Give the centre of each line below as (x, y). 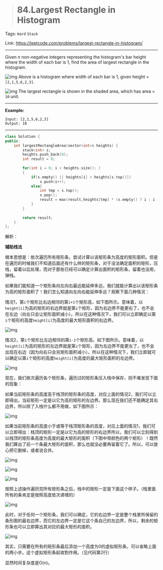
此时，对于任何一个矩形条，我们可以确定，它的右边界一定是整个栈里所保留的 (81, 515)
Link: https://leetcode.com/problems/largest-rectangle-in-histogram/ (74, 43)
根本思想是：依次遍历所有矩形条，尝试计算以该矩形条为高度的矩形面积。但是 (81, 257)
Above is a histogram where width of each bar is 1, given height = (84, 77)
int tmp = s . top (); (59, 191)
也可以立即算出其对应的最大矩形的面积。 (54, 527)
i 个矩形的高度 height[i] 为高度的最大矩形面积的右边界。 (61, 320)
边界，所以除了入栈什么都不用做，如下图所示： (52, 407)
